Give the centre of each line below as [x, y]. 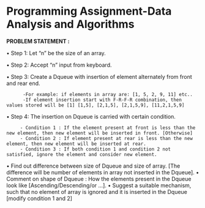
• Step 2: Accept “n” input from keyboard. [59, 65]
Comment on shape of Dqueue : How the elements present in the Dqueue [99, 179]
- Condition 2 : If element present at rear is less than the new [106, 138]
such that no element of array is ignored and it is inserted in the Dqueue [97, 191]
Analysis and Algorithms [70, 24]
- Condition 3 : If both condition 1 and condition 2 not [95, 149]
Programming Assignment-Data [89, 11]
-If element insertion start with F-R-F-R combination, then [102, 100]
